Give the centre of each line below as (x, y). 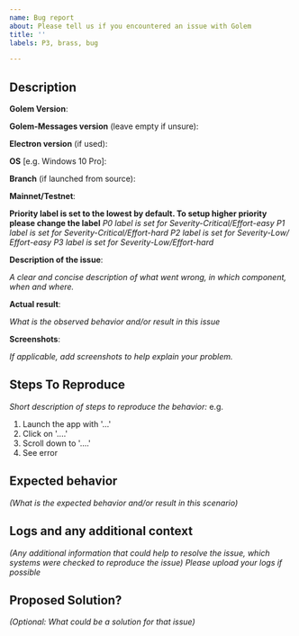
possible (25, 572)
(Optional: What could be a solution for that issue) (102, 622)
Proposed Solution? (66, 600)
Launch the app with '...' (67, 423)
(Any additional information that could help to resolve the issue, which (140, 553)
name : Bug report (42, 18)
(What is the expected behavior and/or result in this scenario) (124, 503)
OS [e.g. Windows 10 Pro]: (58, 161)
